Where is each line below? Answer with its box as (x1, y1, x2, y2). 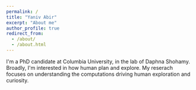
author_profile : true (6, 25, 60, 31)
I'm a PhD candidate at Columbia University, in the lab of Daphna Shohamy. (6, 57, 190, 65)
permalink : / (6, 8, 39, 15)
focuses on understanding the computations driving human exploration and (6, 70, 191, 78)
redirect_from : (6, 31, 44, 37)
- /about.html (11, 42, 46, 48)
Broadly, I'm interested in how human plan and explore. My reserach (6, 64, 173, 71)
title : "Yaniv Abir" (6, 14, 58, 20)
